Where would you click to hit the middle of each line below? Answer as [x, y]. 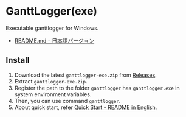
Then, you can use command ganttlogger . [67, 101]
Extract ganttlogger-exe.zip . [51, 81]
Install [18, 60]
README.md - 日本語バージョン [54, 40]
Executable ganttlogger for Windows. [52, 28]
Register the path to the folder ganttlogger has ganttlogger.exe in [97, 88]
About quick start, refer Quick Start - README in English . [86, 107]
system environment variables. [53, 94]
